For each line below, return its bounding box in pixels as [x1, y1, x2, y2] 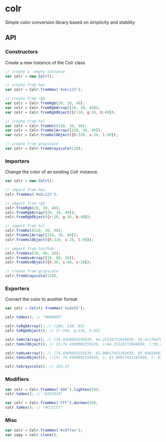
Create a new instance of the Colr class [5, 60, 85, 66]
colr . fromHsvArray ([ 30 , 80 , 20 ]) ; [5, 255, 77, 260]
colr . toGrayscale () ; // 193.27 [5, 364, 70, 369]
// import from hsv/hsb [5, 246, 54, 251]
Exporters [5, 285, 30, 292]
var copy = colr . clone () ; [5, 433, 58, 438]
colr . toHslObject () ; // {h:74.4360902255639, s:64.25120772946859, [5, 341, 147, 347]
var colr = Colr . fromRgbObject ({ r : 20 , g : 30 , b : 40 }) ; [5, 110, 116, 115]
